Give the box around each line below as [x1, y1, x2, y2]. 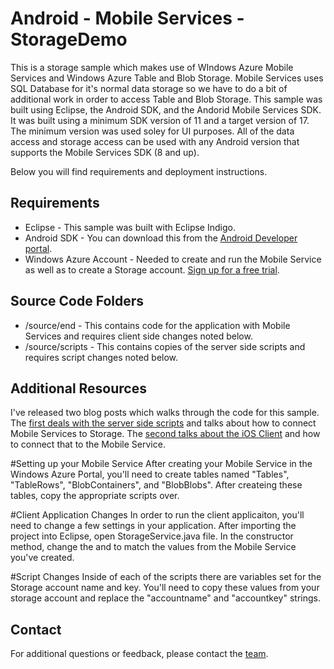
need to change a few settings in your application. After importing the [10, 520, 297, 532]
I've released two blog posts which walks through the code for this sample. [10, 407, 320, 419]
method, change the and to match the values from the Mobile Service [10, 541, 297, 553]
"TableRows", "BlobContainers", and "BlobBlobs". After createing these [10, 479, 303, 491]
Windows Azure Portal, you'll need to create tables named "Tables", [10, 468, 290, 481]
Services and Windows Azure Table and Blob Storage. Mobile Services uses [10, 72, 324, 84]
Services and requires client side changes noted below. [24, 330, 253, 342]
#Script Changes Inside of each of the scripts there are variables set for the [10, 571, 322, 583]
